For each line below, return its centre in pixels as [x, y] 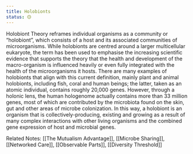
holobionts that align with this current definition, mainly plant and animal [92, 77]
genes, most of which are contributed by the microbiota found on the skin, [95, 102]
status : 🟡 [19, 17]
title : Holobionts [28, 11]
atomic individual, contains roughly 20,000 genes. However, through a [90, 90]
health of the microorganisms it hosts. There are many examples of [87, 71]
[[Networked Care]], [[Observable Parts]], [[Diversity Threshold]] [84, 145]
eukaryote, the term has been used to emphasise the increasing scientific [94, 52]
